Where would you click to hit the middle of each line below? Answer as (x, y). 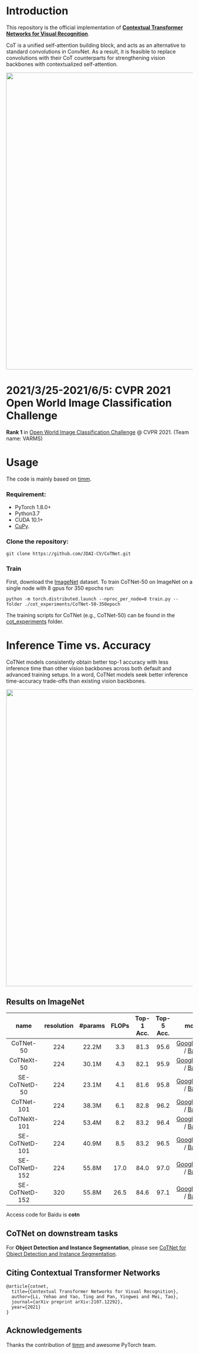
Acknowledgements (44, 1331)
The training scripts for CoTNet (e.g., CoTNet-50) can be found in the (91, 615)
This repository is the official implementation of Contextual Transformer (95, 27)
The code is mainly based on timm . (49, 479)
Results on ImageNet (45, 1002)
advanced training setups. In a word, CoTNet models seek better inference (97, 674)
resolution (59, 1026)
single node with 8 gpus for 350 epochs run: (60, 588)
